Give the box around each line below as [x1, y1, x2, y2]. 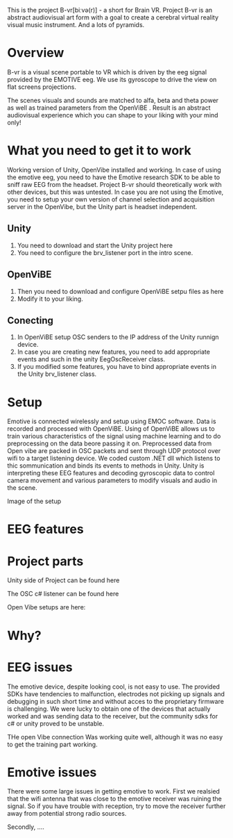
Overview [7, 45, 64, 61]
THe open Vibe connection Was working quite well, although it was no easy [7, 732, 223, 741]
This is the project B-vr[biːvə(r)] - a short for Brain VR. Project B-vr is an [7, 6, 213, 14]
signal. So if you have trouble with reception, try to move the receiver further [7, 802, 226, 810]
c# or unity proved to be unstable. [7, 719, 105, 728]
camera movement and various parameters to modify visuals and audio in [7, 476, 217, 485]
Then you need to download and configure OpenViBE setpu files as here [17, 287, 224, 295]
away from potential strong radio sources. [7, 810, 127, 818]
